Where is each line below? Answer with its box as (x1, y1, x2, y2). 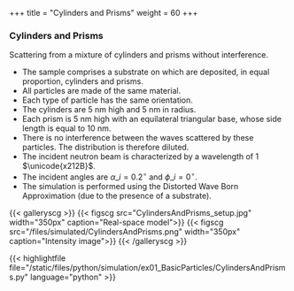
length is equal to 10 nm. (21, 123, 112, 134)
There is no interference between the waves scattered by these (21, 133, 254, 143)
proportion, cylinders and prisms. (21, 76, 143, 87)
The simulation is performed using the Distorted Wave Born (21, 180, 239, 191)
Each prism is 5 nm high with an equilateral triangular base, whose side (21, 114, 282, 125)
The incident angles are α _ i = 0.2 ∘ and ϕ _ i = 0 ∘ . (21, 170, 197, 182)
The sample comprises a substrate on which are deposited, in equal (21, 66, 270, 78)
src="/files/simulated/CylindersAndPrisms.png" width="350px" (9, 226, 241, 237)
